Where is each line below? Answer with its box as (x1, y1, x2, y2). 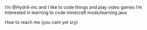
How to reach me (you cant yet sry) (5, 19, 78, 25)
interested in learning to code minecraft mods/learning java (5, 9, 127, 15)
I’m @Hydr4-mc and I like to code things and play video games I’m (5, 4, 142, 10)
